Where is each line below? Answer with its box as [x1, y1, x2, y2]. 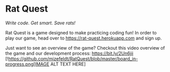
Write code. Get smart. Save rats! [5, 20, 76, 26]
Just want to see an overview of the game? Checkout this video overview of [5, 45, 165, 51]
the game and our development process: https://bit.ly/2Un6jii [5, 50, 134, 56]
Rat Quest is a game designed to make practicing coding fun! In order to [5, 29, 157, 35]
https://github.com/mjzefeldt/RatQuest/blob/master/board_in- [8, 55, 138, 61]
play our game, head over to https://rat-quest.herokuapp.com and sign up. [5, 35, 162, 41]
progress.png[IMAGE [5, 61, 50, 67]
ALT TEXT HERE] [50, 61, 86, 67]
